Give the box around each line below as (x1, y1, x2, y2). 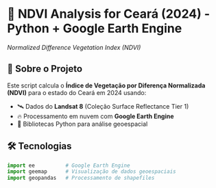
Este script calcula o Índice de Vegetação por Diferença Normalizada (7, 81, 206, 90)
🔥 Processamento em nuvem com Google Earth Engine (16, 112, 174, 120)
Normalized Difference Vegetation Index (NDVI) (7, 43, 141, 51)
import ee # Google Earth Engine (7, 162, 130, 169)
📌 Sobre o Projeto (7, 63, 83, 75)
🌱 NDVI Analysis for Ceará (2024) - (7, 6, 211, 22)
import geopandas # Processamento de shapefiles (7, 174, 155, 182)
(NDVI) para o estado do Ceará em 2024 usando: (7, 88, 147, 96)
